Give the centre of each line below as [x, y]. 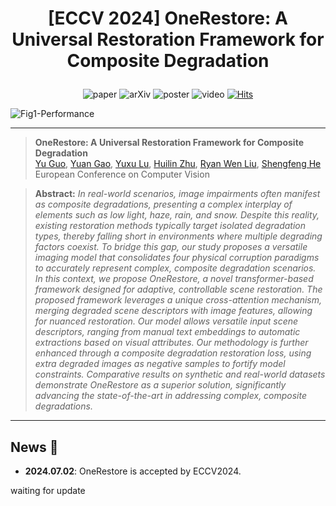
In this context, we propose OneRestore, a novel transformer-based [174, 279]
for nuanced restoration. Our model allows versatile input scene [166, 321]
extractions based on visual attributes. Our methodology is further [171, 343]
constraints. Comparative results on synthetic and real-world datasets [180, 374]
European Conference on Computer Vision [122, 174]
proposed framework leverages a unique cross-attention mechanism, [178, 300]
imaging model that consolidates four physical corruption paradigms [177, 258]
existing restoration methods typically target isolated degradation [170, 226]
